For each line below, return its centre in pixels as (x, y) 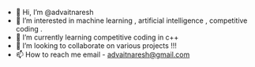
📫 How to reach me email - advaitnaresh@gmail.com (103, 54)
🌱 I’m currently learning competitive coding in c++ (97, 37)
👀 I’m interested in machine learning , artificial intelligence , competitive (131, 20)
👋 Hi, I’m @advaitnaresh (54, 12)
